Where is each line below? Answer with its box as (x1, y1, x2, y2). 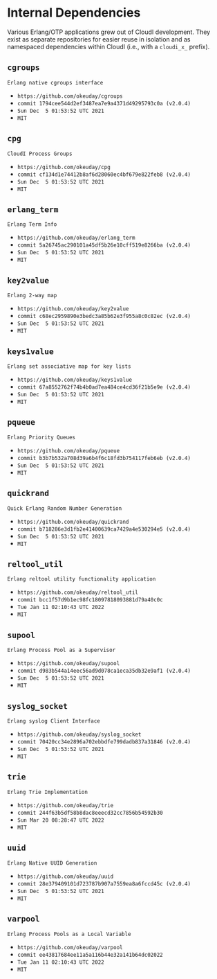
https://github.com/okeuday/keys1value (17, 376, 133, 383)
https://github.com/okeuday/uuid (17, 873, 114, 880)
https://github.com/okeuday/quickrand (17, 518, 129, 525)
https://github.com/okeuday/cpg (17, 164, 111, 170)
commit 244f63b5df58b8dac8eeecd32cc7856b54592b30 (17, 809, 164, 816)
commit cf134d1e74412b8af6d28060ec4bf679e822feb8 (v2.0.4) (17, 171, 191, 178)
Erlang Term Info (7, 221, 57, 228)
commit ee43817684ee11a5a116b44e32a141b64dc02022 (17, 951, 164, 958)
